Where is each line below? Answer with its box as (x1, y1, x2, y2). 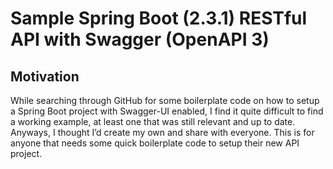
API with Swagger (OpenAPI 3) (10, 28, 270, 51)
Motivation (10, 68, 80, 85)
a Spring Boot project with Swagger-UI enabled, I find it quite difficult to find (10, 105, 324, 117)
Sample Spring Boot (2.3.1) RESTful (10, 7, 308, 30)
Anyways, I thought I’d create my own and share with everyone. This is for (10, 127, 315, 138)
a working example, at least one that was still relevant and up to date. (10, 116, 296, 127)
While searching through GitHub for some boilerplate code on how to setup (10, 95, 320, 106)
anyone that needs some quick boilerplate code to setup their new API (10, 137, 300, 149)
